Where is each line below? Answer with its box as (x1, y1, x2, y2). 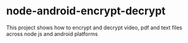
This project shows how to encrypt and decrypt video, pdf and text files (6, 24, 183, 31)
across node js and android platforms (6, 30, 98, 37)
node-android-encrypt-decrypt (6, 4, 166, 18)
